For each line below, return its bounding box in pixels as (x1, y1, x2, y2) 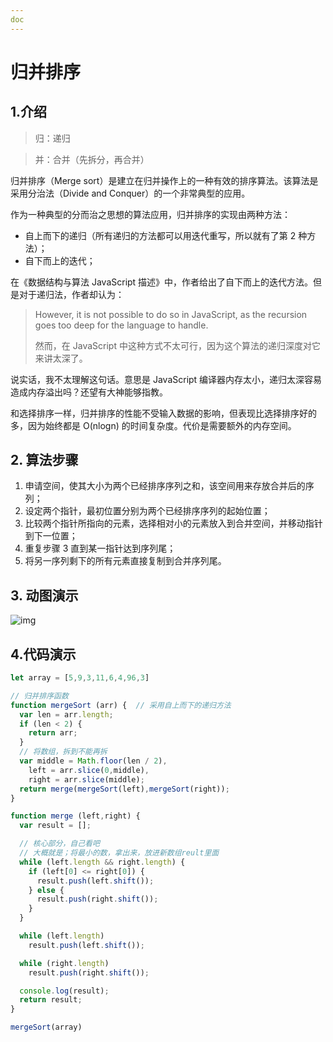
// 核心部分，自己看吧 (19, 839, 100, 849)
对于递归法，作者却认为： (18, 288, 125, 300)
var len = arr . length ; (19, 709, 114, 720)
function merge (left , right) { (10, 811, 141, 821)
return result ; (19, 995, 83, 1005)
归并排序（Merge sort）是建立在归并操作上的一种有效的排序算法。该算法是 (10, 174, 319, 186)
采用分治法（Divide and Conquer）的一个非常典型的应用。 (10, 187, 251, 199)
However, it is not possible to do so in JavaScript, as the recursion (34, 308, 308, 320)
